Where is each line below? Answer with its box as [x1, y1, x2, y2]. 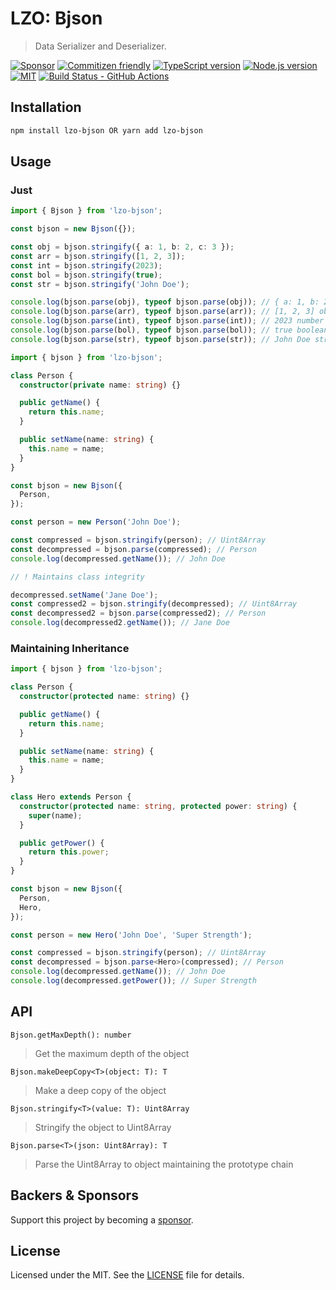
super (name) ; [28, 810, 83, 821]
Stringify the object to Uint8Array [34, 1121, 172, 1133]
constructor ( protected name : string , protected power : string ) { [19, 801, 298, 811]
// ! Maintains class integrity [10, 572, 145, 582]
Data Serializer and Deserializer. [34, 40, 167, 52]
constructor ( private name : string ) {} [19, 380, 182, 390]
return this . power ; [28, 847, 110, 857]
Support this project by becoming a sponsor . [10, 1213, 194, 1226]
